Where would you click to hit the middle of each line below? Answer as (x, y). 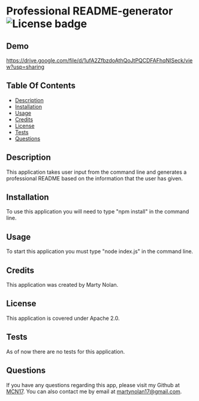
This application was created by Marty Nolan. (62, 285)
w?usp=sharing (25, 67)
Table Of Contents (41, 86)
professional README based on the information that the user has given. (95, 178)
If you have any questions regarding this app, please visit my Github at (93, 385)
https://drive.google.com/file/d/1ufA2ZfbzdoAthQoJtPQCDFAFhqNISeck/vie (99, 60)
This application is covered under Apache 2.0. (63, 318)
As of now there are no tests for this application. (66, 351)
